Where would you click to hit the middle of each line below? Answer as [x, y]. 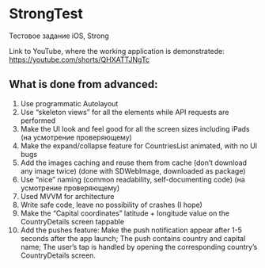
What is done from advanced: [83, 84]
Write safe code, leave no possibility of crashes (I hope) [111, 205]
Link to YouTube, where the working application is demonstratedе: [117, 51]
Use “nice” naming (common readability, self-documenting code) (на [133, 179]
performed [38, 121]
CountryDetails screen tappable [72, 221]
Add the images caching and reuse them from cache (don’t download [134, 163]
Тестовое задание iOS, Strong [59, 36]
